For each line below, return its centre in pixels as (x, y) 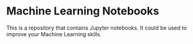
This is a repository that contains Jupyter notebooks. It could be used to (97, 28)
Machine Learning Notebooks (83, 11)
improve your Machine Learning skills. (54, 34)
